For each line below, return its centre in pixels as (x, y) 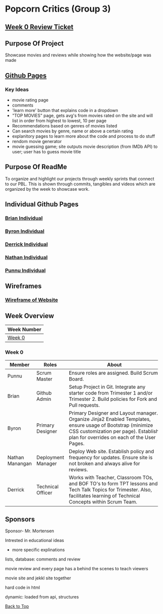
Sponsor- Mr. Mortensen (30, 531)
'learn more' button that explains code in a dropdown (65, 110)
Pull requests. (84, 405)
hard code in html (23, 588)
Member (20, 365)
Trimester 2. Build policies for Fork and (113, 399)
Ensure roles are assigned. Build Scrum (113, 373)
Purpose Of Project (34, 43)
